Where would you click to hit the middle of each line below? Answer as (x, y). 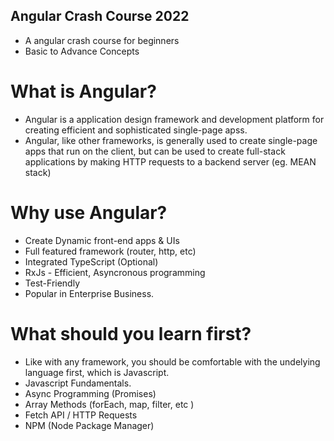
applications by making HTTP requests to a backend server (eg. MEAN (170, 161)
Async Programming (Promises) (90, 393)
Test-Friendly (52, 283)
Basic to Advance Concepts (82, 51)
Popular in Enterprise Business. (89, 293)
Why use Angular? (89, 212)
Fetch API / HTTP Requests (81, 415)
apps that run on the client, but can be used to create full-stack (155, 151)
